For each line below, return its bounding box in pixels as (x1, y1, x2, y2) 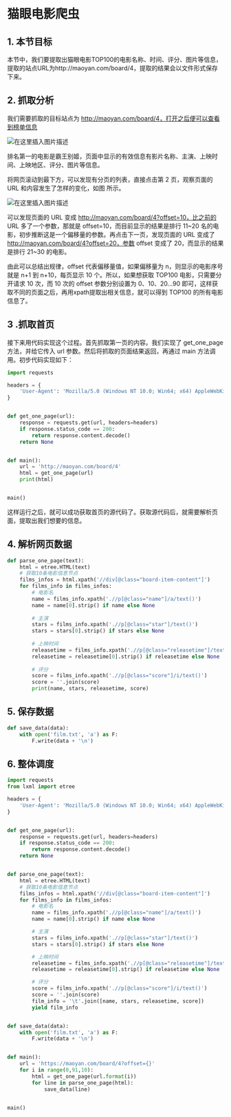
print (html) (19, 476, 54, 483)
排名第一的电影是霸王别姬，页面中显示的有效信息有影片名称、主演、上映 (7, 152, 212, 160)
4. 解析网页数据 (7, 538, 72, 551)
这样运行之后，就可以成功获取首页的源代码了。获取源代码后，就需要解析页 (7, 507, 218, 516)
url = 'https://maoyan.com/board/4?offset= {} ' (19, 1061, 155, 1067)
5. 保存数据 (7, 706, 54, 718)
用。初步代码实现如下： (7, 355, 74, 363)
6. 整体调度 (7, 758, 54, 769)
